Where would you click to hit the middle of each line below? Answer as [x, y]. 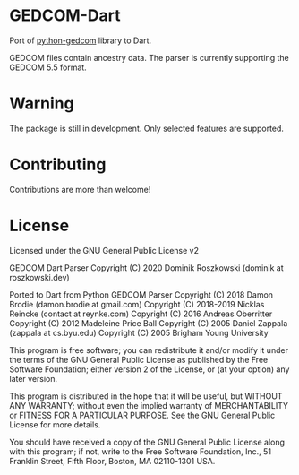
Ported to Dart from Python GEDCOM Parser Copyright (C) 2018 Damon [141, 294]
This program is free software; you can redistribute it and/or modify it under [149, 350]
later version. [34, 378]
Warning [42, 104]
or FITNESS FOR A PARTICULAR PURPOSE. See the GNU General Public [142, 415]
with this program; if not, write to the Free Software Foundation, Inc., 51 [140, 451]
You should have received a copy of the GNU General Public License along [147, 442]
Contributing [58, 164]
